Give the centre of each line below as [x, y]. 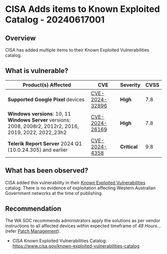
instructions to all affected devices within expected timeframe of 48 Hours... [83, 226]
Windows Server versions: [39, 120]
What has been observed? [47, 171]
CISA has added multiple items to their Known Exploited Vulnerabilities [77, 50]
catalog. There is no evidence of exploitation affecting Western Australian [80, 188]
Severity [130, 85]
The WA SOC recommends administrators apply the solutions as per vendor [83, 221]
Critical [129, 147]
